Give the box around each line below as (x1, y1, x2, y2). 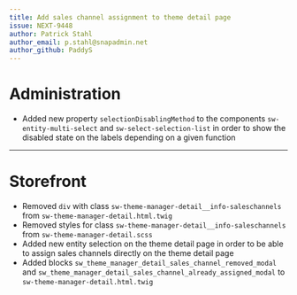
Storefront (9, 172, 87, 191)
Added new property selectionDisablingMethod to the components (21, 113, 266, 124)
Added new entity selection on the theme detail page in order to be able (21, 238, 285, 249)
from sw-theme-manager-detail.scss (21, 229, 153, 239)
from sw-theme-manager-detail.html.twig (21, 210, 172, 221)
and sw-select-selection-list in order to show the (99, 123, 286, 134)
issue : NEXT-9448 (9, 21, 73, 30)
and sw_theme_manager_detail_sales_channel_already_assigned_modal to (21, 267, 286, 277)
